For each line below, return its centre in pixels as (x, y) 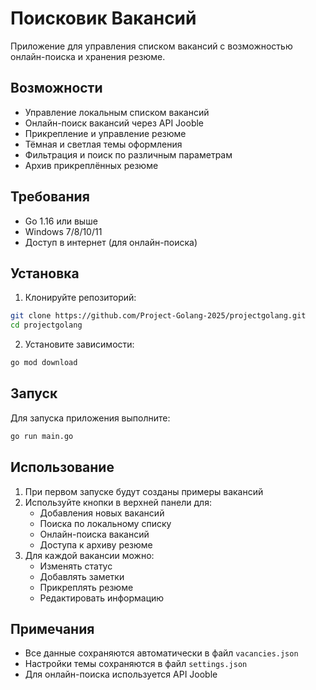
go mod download (44, 363)
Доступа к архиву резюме (96, 544)
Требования (50, 197)
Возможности (56, 88)
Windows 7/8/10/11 (63, 231)
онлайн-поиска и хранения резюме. (88, 56)
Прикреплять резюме (86, 587)
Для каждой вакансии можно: (89, 555)
